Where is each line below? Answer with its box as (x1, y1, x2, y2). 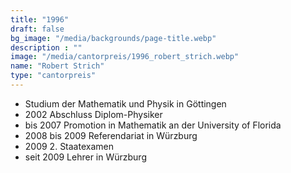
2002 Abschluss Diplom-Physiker (24, 108, 163, 120)
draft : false (10, 24, 65, 34)
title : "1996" (10, 14, 70, 25)
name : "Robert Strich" (10, 61, 105, 71)
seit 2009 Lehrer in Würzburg (24, 151, 147, 163)
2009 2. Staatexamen (24, 140, 114, 152)
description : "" (10, 42, 83, 53)
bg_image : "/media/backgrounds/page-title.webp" (10, 33, 217, 43)
